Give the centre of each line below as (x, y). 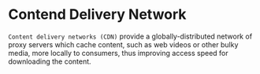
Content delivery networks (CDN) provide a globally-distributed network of (130, 36)
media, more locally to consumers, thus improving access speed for (118, 53)
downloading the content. (50, 61)
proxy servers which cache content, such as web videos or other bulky (123, 44)
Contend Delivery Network (97, 15)
